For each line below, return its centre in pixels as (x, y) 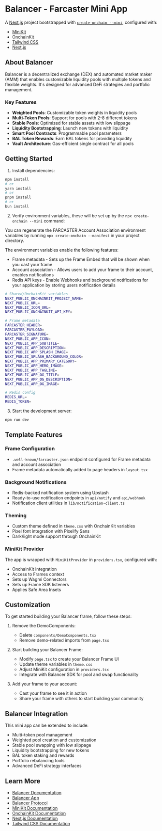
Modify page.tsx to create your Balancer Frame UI (69, 659)
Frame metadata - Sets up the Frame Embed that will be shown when (81, 259)
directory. (15, 240)
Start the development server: (42, 411)
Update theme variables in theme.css (56, 664)
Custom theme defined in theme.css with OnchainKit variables (74, 526)
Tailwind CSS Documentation (41, 823)
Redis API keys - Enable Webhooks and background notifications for (80, 280)
